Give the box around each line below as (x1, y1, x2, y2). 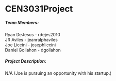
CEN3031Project (5, 3, 73, 14)
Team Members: (5, 19, 39, 25)
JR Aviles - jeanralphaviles (5, 37, 58, 43)
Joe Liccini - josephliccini (5, 42, 56, 48)
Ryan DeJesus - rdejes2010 (5, 32, 61, 38)
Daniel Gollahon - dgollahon (5, 47, 61, 53)
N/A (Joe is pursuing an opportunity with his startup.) (5, 70, 112, 76)
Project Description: (5, 58, 47, 64)
